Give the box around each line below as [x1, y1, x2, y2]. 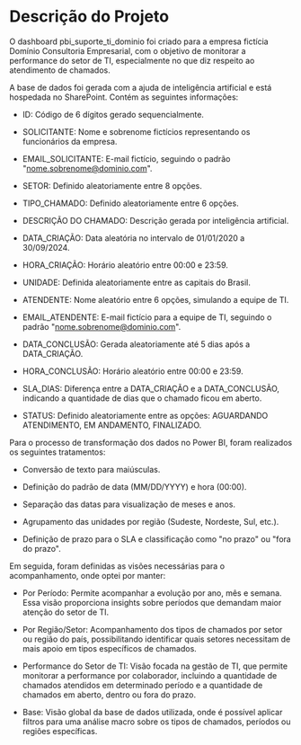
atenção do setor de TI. [22, 607, 110, 617]
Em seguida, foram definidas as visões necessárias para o [9, 560, 226, 572]
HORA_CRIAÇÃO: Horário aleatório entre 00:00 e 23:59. [22, 259, 229, 271]
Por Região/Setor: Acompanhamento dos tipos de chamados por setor [22, 624, 283, 634]
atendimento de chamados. [9, 65, 111, 75]
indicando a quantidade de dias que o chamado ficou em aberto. [22, 393, 262, 404]
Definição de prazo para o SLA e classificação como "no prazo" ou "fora [22, 533, 292, 545]
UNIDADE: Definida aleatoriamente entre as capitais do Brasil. [22, 277, 252, 288]
